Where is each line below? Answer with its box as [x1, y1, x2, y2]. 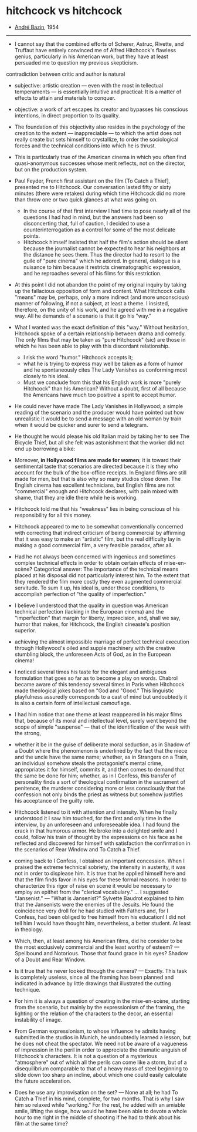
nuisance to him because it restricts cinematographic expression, [23, 263, 181, 271]
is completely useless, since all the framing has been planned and [14, 973, 174, 981]
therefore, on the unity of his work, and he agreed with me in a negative [14, 306, 188, 313]
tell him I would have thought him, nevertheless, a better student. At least [14, 919, 191, 927]
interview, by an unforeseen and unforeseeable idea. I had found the [14, 821, 180, 828]
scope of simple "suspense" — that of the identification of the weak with [14, 723, 191, 730]
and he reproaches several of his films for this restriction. [23, 269, 162, 277]
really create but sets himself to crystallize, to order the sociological [14, 136, 179, 143]
